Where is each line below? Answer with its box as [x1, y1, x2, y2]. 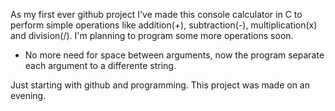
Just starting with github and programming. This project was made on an [10, 79, 310, 91]
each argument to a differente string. [24, 60, 177, 71]
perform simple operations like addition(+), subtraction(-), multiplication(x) [10, 19, 318, 31]
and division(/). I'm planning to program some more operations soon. [10, 30, 294, 41]
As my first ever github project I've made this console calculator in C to [10, 9, 303, 20]
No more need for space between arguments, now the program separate [24, 49, 325, 61]
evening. [10, 90, 47, 101]
